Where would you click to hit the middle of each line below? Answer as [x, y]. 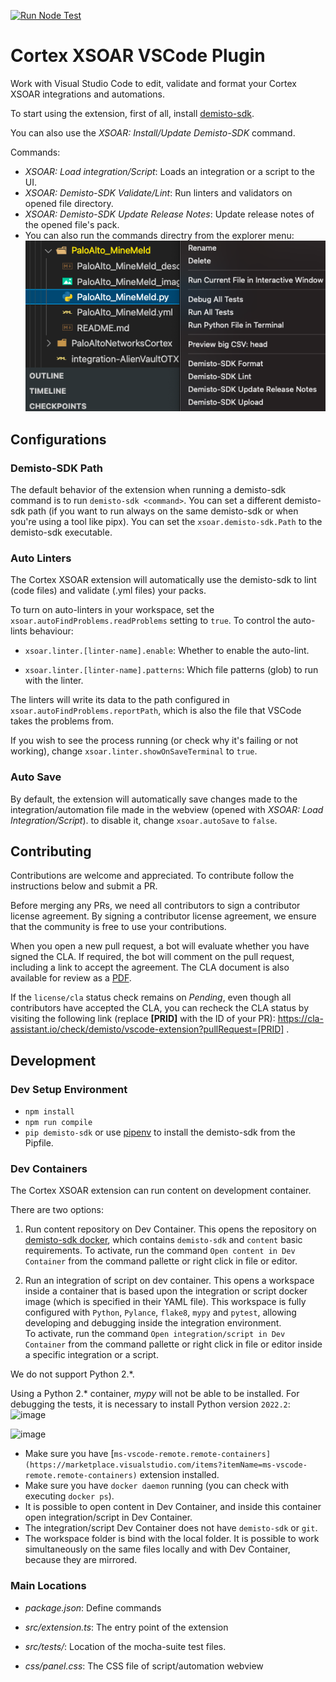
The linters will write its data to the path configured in [120, 700]
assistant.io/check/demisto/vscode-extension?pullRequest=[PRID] [147, 1029]
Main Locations [48, 1586]
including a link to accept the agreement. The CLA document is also [150, 967]
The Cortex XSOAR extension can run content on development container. [161, 1191]
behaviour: [51, 631]
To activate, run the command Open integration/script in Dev [155, 1334]
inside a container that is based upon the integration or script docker [166, 1291]
